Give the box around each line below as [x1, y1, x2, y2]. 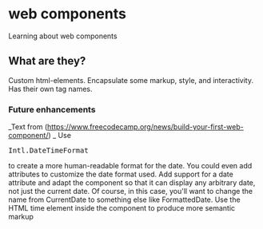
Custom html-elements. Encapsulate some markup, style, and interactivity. [8, 75, 254, 85]
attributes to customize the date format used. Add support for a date [8, 169, 233, 180]
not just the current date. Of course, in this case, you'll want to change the [8, 187, 253, 196]
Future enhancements [8, 104, 96, 115]
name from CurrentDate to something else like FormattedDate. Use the [8, 195, 241, 204]
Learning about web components [8, 31, 118, 41]
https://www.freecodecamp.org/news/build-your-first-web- [46, 122, 244, 132]
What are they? [8, 54, 86, 68]
